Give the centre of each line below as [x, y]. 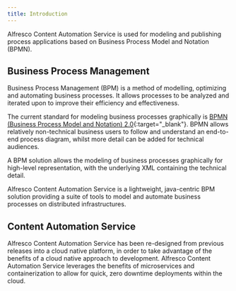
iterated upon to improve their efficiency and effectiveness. [94, 103]
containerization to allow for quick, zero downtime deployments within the [115, 273]
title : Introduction [38, 14]
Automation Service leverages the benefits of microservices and [101, 266]
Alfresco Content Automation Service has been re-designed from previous [116, 244]
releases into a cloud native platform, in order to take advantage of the [110, 251]
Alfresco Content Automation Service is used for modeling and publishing [114, 34]
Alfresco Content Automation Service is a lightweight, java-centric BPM [111, 189]
